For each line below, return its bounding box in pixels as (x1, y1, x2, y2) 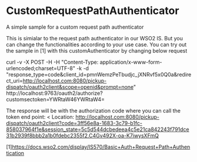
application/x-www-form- (99, 58, 163, 66)
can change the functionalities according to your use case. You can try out (6, 41, 187, 48)
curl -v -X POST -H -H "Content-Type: (6, 58, 99, 66)
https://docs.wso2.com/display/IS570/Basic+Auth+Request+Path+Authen (11, 143, 191, 150)
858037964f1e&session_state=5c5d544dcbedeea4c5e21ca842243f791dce (6, 126, 189, 133)
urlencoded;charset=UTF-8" (6, 64, 75, 71)
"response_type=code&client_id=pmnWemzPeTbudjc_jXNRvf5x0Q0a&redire (6, 71, 192, 78)
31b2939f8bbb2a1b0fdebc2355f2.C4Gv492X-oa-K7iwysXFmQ (6, 132, 159, 139)
